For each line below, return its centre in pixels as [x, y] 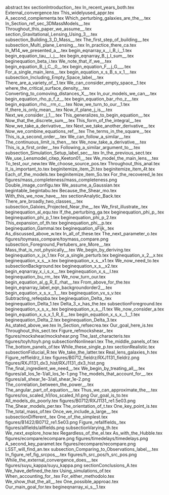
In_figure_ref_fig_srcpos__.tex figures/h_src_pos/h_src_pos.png [71, 454]
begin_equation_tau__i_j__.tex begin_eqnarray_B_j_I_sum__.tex [70, 56]
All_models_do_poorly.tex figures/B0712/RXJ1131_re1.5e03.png [70, 401]
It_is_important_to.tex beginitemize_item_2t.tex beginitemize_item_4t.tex [80, 169]
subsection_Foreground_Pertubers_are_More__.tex [58, 244]
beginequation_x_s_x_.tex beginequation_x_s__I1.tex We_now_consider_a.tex [85, 309]
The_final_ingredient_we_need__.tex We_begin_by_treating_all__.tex [75, 368]
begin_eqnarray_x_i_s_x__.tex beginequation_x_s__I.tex [62, 271]
